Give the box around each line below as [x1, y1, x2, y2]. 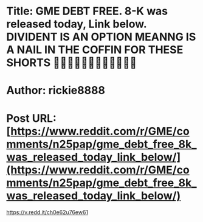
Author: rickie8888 [6, 84, 105, 98]
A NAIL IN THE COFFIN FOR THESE [6, 43, 184, 57]
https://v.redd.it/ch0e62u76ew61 [6, 209, 89, 216]
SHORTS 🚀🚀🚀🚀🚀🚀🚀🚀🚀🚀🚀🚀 [6, 56, 137, 70]
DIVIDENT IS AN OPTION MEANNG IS [6, 30, 196, 44]
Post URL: [6, 111, 57, 125]
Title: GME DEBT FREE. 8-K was [6, 4, 168, 18]
